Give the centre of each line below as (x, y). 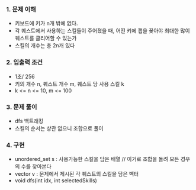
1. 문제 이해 (21, 9)
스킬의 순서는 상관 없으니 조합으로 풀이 (59, 128)
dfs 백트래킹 (29, 121)
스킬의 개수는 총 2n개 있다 (45, 46)
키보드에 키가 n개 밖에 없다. (46, 23)
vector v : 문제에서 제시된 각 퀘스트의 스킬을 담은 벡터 (77, 174)
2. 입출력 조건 (25, 62)
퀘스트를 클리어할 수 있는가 (46, 38)
